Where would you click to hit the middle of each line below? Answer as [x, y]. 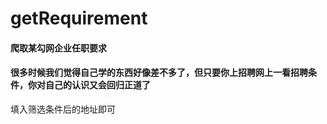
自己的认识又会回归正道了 [97, 85]
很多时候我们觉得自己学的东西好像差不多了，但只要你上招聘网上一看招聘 [159, 73]
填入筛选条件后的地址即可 [63, 109]
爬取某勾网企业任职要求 [58, 48]
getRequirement [79, 18]
